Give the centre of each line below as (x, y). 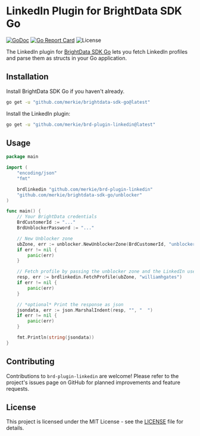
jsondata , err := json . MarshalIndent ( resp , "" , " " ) (85, 310)
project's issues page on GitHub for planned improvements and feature (93, 382)
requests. (18, 388)
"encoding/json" (37, 173)
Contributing (30, 362)
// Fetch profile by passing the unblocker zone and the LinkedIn (101, 272)
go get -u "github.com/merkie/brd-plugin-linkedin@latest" (81, 124)
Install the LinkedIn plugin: (38, 113)
